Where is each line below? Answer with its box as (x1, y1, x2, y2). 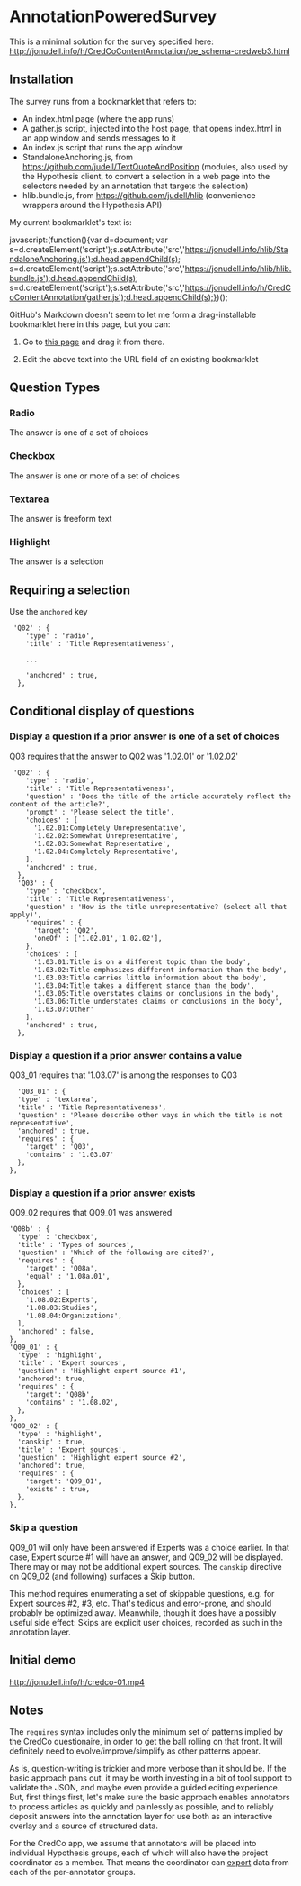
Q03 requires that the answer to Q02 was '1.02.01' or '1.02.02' (9, 751, 238, 761)
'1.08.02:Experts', (25, 1296, 99, 1305)
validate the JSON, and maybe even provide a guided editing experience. (9, 1782, 280, 1793)
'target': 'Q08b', (25, 1390, 94, 1399)
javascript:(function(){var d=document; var (9, 234, 169, 245)
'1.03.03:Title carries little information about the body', (32, 973, 268, 982)
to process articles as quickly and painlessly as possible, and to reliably (9, 1801, 274, 1812)
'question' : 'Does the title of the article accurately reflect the (25, 791, 292, 801)
